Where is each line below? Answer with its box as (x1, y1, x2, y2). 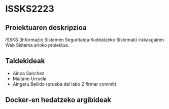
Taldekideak (5, 57, 45, 65)
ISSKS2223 (5, 3, 54, 15)
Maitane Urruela (12, 76, 47, 82)
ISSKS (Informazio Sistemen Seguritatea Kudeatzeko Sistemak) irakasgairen (5, 37, 164, 43)
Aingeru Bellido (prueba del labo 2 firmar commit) (12, 81, 117, 87)
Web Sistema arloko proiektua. (5, 42, 70, 48)
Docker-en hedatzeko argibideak (5, 96, 112, 104)
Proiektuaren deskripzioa (5, 23, 87, 32)
